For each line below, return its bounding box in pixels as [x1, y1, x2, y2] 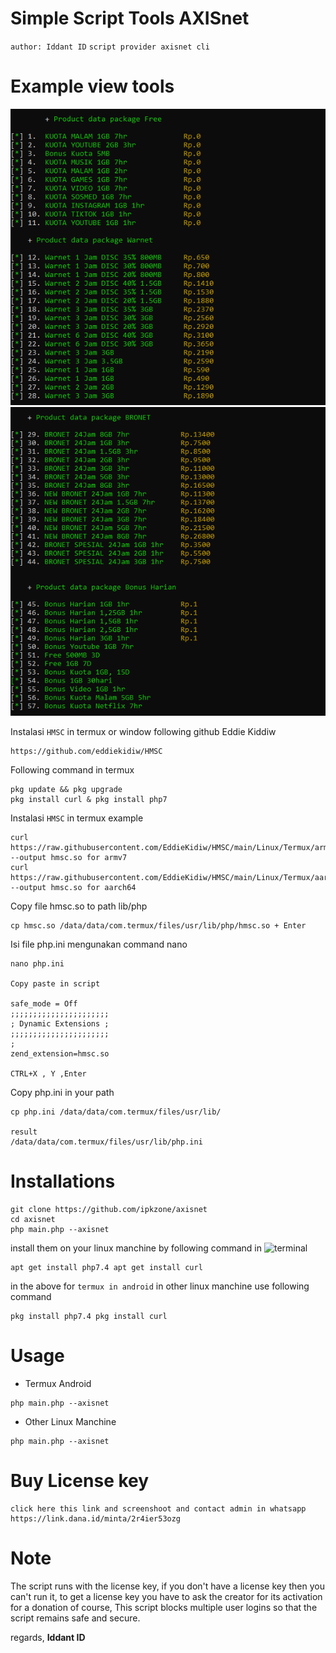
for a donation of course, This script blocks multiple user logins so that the [10, 1602, 318, 1613]
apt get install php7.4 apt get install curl [10, 1263, 203, 1273]
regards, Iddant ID [10, 1632, 86, 1643]
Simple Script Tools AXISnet [10, 7, 250, 30]
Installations [10, 1170, 116, 1193]
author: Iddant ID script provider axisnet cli [10, 42, 210, 52]
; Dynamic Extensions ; [10, 1019, 110, 1029]
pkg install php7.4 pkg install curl [10, 1312, 168, 1322]
